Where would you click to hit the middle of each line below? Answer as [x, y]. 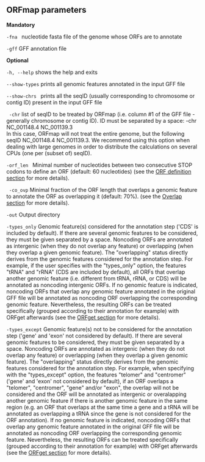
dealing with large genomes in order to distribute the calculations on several [102, 147]
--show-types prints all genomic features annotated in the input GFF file [96, 84]
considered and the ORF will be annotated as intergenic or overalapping [97, 394]
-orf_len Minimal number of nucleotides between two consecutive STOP [99, 165]
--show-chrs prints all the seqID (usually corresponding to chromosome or [101, 96]
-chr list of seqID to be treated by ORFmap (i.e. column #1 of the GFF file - [102, 114]
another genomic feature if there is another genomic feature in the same [97, 400]
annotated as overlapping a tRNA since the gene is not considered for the [99, 413]
